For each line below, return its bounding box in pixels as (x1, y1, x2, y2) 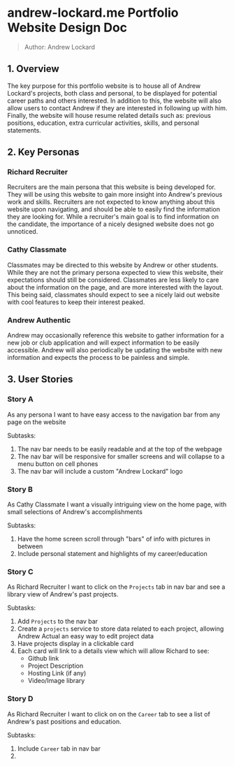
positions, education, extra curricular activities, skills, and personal (7, 119, 200, 127)
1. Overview (7, 63, 59, 75)
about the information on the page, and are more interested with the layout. (7, 283, 224, 291)
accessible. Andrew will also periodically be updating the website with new (7, 346, 223, 354)
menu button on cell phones (17, 459, 98, 468)
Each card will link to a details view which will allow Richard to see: (17, 647, 210, 655)
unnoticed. (7, 227, 38, 236)
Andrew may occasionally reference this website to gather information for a (7, 331, 225, 340)
